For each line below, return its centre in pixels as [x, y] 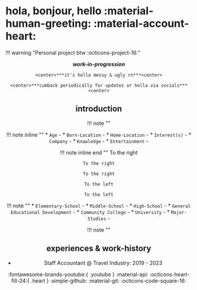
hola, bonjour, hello [54, 11]
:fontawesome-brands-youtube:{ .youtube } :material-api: [78, 274]
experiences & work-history [99, 249]
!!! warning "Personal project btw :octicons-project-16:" [73, 52]
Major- [179, 212]
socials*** [174, 85]
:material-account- [141, 23]
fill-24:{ [20, 280]
